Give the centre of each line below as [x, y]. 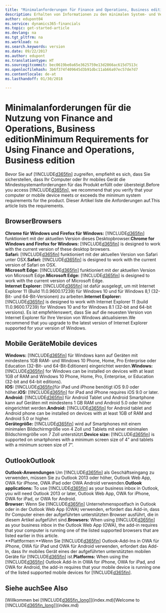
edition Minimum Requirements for [77, 139]
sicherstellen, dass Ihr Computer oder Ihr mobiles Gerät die [65, 179]
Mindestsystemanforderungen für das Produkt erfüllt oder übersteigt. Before [82, 184]
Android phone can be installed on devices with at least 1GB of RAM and [79, 413]
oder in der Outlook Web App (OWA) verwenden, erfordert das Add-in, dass [82, 509]
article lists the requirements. [35, 206]
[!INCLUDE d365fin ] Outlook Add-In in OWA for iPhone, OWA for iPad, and [80, 562]
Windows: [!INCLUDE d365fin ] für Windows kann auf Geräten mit [71, 355]
